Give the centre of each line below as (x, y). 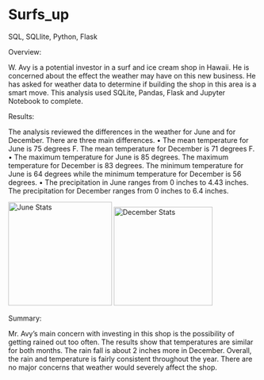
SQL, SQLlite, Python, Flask (53, 36)
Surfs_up (39, 15)
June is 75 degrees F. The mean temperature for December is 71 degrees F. (132, 148)
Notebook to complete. (46, 101)
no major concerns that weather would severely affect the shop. (113, 367)
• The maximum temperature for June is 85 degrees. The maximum (118, 157)
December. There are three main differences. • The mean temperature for (128, 140)
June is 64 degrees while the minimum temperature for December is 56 (125, 174)
